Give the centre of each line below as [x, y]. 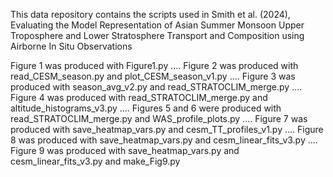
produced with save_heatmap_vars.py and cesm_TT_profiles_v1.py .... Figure [167, 129]
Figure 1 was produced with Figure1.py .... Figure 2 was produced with [154, 65]
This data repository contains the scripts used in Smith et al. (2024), [150, 14]
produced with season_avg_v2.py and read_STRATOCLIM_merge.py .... [156, 87]
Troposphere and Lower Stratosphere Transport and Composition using [157, 35]
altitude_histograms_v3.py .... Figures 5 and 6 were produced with [146, 108]
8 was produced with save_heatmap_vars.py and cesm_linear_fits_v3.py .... [164, 140]
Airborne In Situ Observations [71, 46]
